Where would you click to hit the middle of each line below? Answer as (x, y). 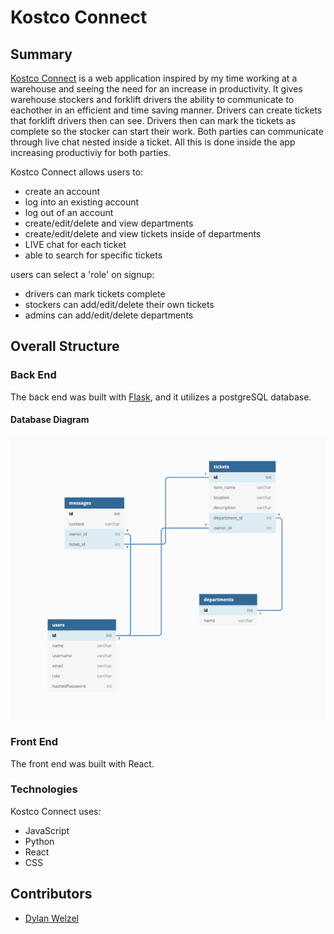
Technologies (44, 789)
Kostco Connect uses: (56, 811)
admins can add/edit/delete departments (109, 315)
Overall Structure (65, 346)
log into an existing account (82, 202)
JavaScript (47, 830)
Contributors (51, 894)
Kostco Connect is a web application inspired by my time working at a (154, 78)
